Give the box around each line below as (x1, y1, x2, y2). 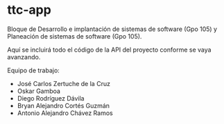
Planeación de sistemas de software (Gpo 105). (7, 32, 142, 40)
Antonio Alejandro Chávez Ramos (17, 109, 113, 117)
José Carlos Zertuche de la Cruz (17, 79, 111, 87)
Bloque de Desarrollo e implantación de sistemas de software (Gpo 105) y (7, 25, 217, 33)
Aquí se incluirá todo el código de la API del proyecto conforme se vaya (7, 45, 212, 54)
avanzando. (7, 52, 41, 61)
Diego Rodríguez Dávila (17, 94, 85, 102)
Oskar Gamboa (17, 87, 61, 95)
